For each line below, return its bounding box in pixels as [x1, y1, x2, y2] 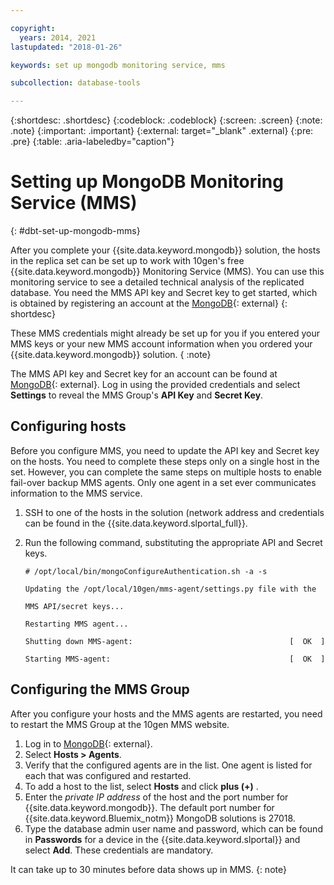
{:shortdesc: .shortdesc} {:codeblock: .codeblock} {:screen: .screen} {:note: [10, 114, 323, 126]
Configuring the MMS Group [10, 681, 190, 698]
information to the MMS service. [10, 487, 143, 499]
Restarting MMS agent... [24, 619, 129, 629]
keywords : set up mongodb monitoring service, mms [10, 60, 226, 70]
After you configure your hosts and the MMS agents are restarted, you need [10, 707, 323, 720]
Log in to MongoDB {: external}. [24, 737, 153, 750]
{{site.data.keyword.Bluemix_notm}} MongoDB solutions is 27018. [24, 812, 296, 824]
